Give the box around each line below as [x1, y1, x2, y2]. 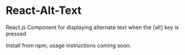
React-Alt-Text [5, 4, 82, 18]
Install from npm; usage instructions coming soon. [5, 42, 131, 49]
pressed [5, 30, 27, 37]
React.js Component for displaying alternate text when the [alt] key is [5, 24, 179, 31]
